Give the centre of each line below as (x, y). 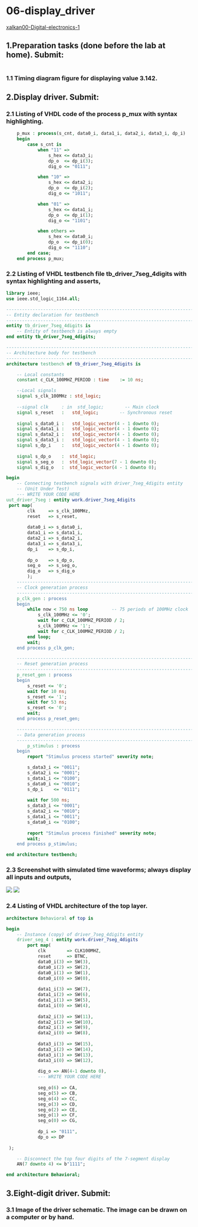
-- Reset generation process (52, 664)
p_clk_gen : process (42, 598)
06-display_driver (51, 11)
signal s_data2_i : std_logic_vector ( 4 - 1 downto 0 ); (88, 434)
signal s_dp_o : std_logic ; (56, 456)
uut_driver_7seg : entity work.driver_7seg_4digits (71, 500)
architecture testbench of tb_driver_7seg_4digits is (74, 364)
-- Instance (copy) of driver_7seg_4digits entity (80, 934)
